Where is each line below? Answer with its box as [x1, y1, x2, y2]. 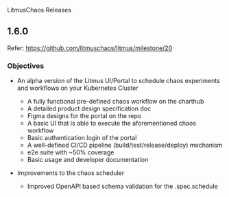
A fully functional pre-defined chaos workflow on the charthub [27, 97, 204, 106]
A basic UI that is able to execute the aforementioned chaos [27, 119, 197, 128]
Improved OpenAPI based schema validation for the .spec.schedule [27, 182, 218, 191]
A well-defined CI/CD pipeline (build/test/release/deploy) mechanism [27, 141, 223, 150]
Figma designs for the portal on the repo [27, 112, 142, 120]
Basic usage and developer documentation [27, 156, 149, 164]
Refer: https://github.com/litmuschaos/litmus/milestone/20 [7, 44, 173, 52]
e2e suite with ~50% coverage [27, 148, 114, 157]
